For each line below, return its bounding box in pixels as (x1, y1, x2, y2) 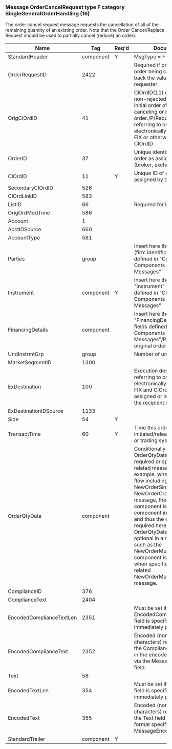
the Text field (134, 715, 165, 722)
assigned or (134, 393, 163, 400)
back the (134, 74, 155, 81)
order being (134, 68, 162, 75)
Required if (134, 61, 160, 69)
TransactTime (8, 431, 41, 438)
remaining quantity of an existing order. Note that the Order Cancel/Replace (5, 27, 165, 33)
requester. (134, 81, 159, 88)
